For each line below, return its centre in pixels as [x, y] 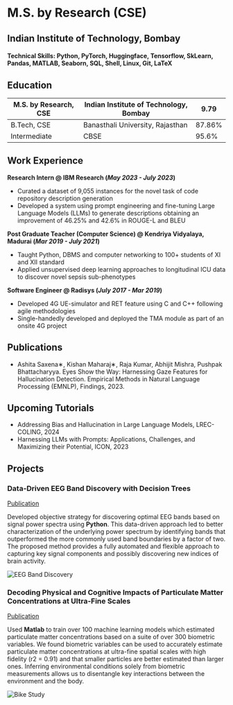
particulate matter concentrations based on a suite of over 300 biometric [111, 637]
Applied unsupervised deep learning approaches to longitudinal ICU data [121, 269]
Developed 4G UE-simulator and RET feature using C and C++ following [120, 304]
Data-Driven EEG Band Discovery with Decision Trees [99, 488]
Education [30, 85]
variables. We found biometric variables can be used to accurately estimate [115, 644]
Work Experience [45, 161]
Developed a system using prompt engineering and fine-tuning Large [116, 205]
